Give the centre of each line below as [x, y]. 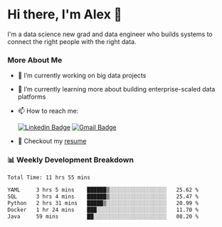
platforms [32, 97]
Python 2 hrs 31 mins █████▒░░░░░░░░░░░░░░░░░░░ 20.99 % [103, 204]
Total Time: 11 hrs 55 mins [49, 177]
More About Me [35, 60]
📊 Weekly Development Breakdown [70, 160]
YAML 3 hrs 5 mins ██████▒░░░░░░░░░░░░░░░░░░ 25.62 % [103, 190]
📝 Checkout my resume [52, 141]
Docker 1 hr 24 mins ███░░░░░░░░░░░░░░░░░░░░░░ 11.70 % [103, 210]
